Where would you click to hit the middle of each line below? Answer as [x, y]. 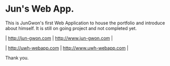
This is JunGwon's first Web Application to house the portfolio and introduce [85, 23]
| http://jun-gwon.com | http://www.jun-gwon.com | [59, 38]
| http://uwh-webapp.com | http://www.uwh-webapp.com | [67, 48]
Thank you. [17, 58]
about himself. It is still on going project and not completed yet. [71, 28]
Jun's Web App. [40, 9]
